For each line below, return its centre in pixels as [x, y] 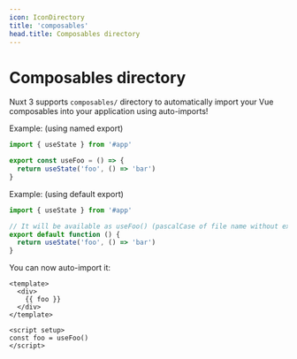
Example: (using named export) [66, 128]
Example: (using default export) [66, 194]
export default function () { [65, 234]
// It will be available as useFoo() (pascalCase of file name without [144, 226]
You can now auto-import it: [60, 268]
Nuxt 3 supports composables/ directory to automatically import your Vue [141, 102]
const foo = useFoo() [49, 338]
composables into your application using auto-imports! [109, 111]
